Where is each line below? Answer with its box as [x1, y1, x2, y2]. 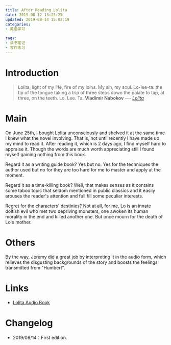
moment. [5, 172, 24, 178]
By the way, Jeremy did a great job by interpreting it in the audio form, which [5, 254, 166, 260]
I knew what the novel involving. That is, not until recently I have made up [5, 135, 160, 141]
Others [5, 237, 36, 248]
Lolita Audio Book [12, 299, 50, 305]
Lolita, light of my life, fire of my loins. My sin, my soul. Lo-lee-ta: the [17, 84, 162, 90]
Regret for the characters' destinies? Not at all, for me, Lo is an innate [5, 203, 152, 209]
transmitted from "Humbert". [5, 264, 65, 270]
